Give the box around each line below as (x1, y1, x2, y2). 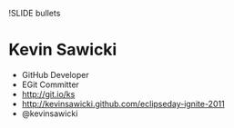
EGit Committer (21, 79, 79, 90)
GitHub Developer (21, 69, 89, 80)
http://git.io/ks (21, 88, 76, 99)
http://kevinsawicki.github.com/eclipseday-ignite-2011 (21, 98, 225, 109)
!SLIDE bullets (8, 8, 61, 18)
